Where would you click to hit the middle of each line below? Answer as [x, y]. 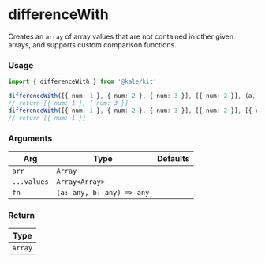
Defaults [173, 158]
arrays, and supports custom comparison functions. [93, 44]
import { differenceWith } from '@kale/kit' [82, 82]
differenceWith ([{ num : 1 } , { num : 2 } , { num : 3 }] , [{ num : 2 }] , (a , [132, 96]
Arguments [30, 138]
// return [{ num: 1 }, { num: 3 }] [68, 103]
